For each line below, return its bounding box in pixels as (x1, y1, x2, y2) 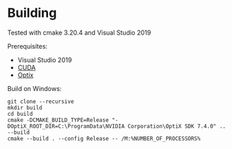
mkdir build (7, 104, 42, 111)
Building (7, 5, 57, 21)
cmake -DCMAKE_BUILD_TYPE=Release (7, 117, 110, 124)
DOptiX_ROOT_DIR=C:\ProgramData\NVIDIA (7, 122, 125, 130)
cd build (7, 110, 33, 117)
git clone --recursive (7, 97, 74, 105)
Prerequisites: (7, 42, 48, 50)
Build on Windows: (7, 84, 62, 93)
